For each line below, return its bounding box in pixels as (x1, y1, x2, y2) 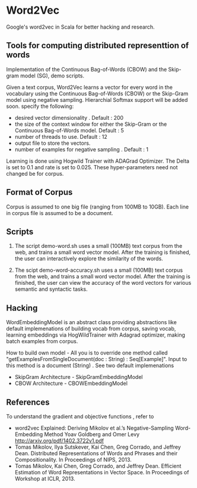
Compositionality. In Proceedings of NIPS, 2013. (14, 456, 132, 463)
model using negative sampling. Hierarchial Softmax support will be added (6, 96, 188, 103)
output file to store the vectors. (14, 139, 91, 147)
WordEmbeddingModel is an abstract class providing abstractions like (6, 319, 177, 326)
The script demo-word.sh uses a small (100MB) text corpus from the (14, 243, 183, 250)
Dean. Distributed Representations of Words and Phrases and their (14, 450, 178, 456)
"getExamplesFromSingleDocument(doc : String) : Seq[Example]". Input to (6, 356, 188, 363)
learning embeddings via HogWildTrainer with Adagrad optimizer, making (6, 331, 186, 338)
